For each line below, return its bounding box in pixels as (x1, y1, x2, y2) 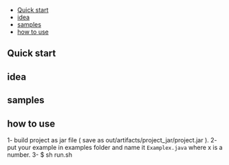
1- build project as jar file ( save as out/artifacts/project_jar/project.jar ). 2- (7, 135, 217, 144)
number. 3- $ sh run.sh (7, 151, 72, 159)
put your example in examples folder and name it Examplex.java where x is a (7, 143, 223, 151)
